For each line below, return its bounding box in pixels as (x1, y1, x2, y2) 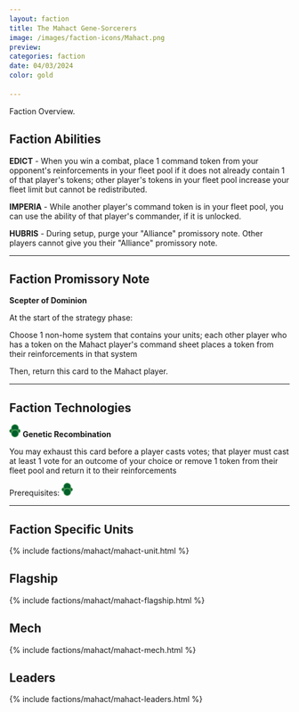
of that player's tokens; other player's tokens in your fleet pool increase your (9, 174, 289, 185)
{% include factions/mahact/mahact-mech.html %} (9, 644, 197, 655)
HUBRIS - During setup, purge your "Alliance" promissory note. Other (9, 228, 263, 238)
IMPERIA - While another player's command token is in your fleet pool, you (9, 201, 284, 211)
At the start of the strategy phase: (9, 312, 133, 323)
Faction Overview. (9, 105, 76, 116)
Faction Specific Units (9, 522, 134, 537)
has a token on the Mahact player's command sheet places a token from (9, 339, 274, 350)
